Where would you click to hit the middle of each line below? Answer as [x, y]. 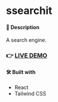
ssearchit [29, 11]
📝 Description [23, 27]
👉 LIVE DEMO [27, 55]
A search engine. [26, 40]
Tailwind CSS [30, 93]
